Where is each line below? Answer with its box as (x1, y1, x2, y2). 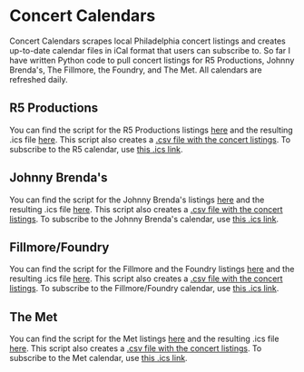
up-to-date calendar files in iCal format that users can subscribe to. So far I (9, 44, 291, 55)
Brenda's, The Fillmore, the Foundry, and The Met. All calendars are (9, 64, 262, 75)
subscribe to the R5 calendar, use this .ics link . (9, 143, 183, 154)
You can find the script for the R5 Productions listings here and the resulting (9, 124, 293, 135)
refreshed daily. (9, 73, 68, 84)
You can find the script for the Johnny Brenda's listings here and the (9, 194, 265, 205)
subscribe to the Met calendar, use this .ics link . (9, 353, 188, 364)
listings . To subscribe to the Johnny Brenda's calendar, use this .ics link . (9, 213, 279, 224)
